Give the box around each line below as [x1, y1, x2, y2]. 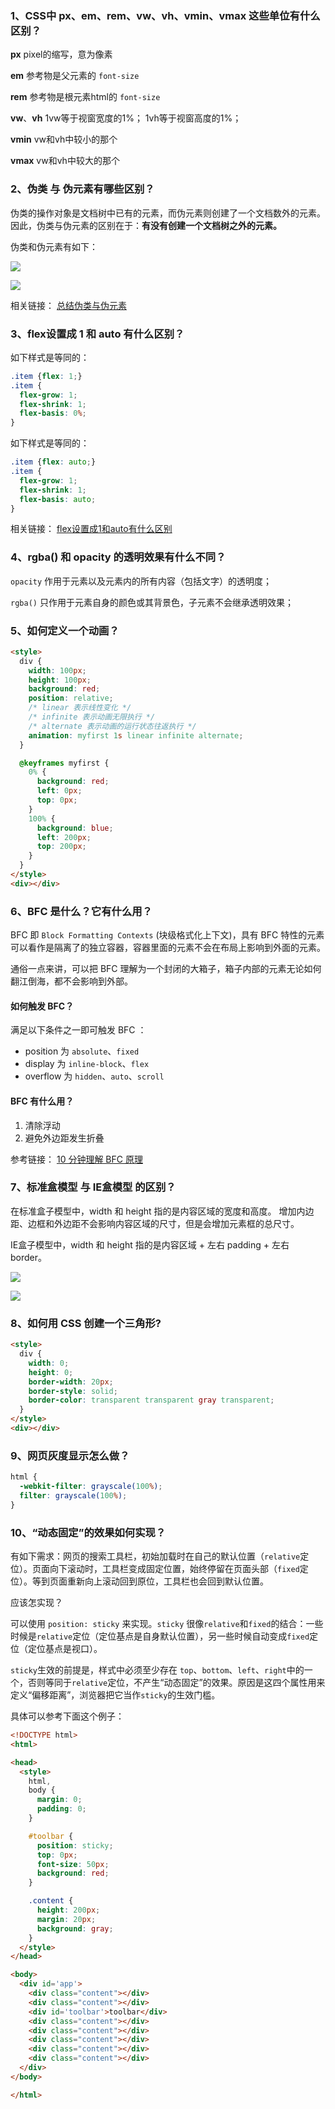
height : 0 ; [28, 1367, 74, 1377]
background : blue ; [36, 823, 114, 833]
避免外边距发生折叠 [24, 1132, 105, 1144]
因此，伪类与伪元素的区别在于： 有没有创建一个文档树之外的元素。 [10, 219, 282, 231]
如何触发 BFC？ [10, 1000, 75, 1012]
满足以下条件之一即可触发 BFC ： [10, 1024, 147, 1036]
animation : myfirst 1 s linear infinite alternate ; [28, 730, 244, 741]
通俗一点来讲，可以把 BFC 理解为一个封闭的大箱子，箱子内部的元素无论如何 [10, 963, 322, 975]
